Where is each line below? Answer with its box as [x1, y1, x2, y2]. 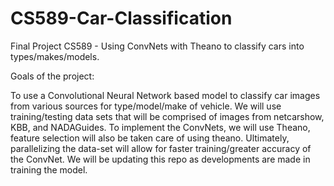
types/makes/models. [10, 50, 100, 62]
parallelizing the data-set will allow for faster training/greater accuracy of [10, 142, 312, 154]
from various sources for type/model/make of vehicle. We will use [10, 100, 282, 112]
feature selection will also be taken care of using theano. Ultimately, [10, 132, 290, 144]
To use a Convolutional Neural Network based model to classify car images [10, 89, 321, 101]
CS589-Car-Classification [10, 7, 233, 30]
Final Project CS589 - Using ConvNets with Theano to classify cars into [10, 40, 305, 52]
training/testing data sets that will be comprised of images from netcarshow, [10, 110, 325, 122]
